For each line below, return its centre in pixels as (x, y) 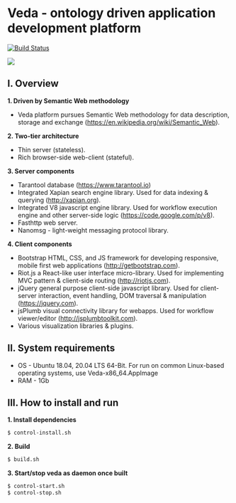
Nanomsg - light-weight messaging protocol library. (93, 230)
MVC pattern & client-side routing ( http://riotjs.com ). (94, 280)
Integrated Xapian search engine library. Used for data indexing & (113, 192)
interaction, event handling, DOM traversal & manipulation (122, 295)
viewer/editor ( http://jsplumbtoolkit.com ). (78, 318)
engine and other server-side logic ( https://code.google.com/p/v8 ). (116, 215)
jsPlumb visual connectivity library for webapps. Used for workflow (116, 310)
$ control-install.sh (39, 433)
